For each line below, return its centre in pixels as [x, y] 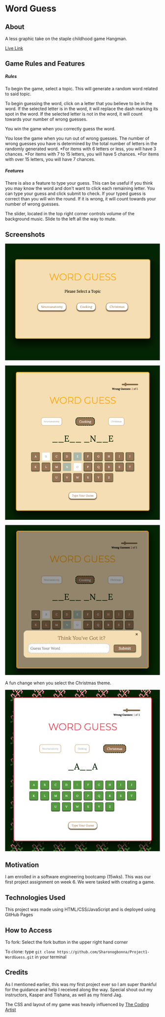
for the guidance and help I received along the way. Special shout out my [79, 989]
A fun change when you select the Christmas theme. [58, 683]
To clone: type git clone [30, 952]
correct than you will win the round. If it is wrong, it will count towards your [81, 199]
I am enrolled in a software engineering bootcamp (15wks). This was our [78, 877]
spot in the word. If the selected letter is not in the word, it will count [74, 114]
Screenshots [25, 234]
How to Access [29, 930]
